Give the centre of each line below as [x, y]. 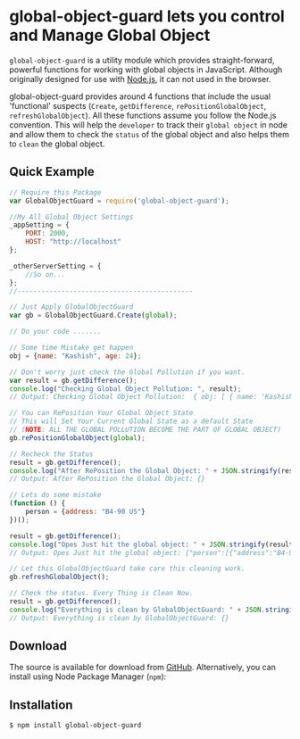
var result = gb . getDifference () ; [74, 380]
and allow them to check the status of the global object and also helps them [150, 134]
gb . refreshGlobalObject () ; [59, 577]
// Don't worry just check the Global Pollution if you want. [127, 372]
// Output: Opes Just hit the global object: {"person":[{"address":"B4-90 [153, 552]
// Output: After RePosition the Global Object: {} [107, 479]
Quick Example [52, 172]
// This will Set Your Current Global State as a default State [131, 421]
